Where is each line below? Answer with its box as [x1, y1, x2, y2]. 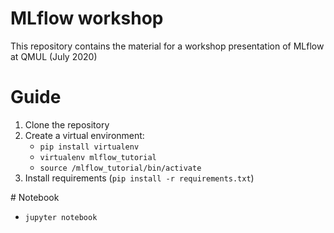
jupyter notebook [24, 212, 98, 222]
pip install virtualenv [39, 142, 140, 152]
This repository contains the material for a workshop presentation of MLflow [10, 40, 325, 52]
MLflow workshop [10, 7, 164, 30]
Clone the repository [24, 118, 110, 131]
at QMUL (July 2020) [10, 50, 98, 62]
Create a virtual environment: [24, 129, 145, 141]
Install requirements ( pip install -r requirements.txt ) [24, 172, 255, 184]
